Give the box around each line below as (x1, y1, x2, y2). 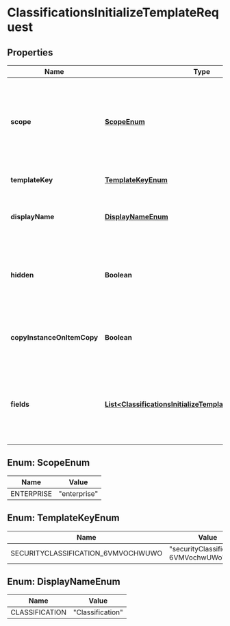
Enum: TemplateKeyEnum (7, 512, 120, 524)
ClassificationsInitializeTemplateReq (7, 5, 219, 21)
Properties (7, 47, 53, 58)
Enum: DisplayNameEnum (7, 576, 121, 588)
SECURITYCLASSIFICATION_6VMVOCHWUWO (10, 548, 163, 558)
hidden (10, 271, 34, 279)
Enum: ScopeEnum (7, 457, 90, 468)
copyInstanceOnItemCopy (10, 333, 99, 342)
